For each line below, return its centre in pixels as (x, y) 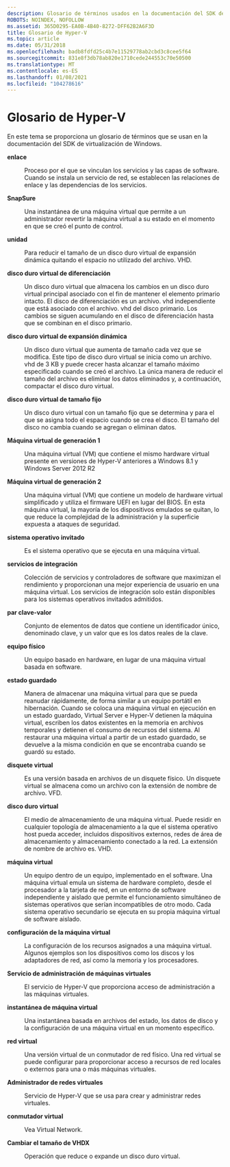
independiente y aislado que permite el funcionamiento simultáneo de (123, 897)
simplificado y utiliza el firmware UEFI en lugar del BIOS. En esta (115, 502)
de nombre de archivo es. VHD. (68, 849)
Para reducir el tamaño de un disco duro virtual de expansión (110, 253)
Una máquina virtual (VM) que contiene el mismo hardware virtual (117, 454)
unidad (17, 239)
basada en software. (53, 667)
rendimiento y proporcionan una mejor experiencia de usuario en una (122, 585)
